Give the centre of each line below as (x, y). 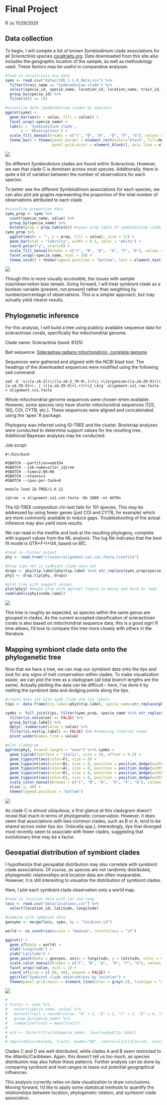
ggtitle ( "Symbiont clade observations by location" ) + (68, 977)
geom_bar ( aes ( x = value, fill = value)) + (54, 117)
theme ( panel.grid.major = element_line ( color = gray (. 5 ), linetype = (83, 982)
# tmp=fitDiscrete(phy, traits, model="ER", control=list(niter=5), (78, 1042)
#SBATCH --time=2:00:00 (30, 472)
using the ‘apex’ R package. (34, 415)
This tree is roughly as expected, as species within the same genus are (78, 613)
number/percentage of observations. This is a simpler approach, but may (80, 294)
